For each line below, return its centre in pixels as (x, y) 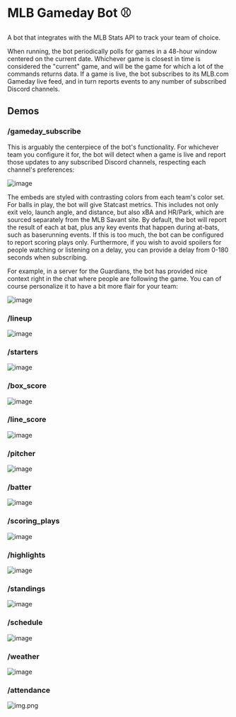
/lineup (20, 318)
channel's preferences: (41, 169)
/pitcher (22, 453)
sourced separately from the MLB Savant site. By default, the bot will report (117, 219)
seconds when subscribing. (48, 257)
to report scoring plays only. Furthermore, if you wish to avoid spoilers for (114, 242)
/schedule (25, 623)
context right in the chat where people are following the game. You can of (114, 278)
